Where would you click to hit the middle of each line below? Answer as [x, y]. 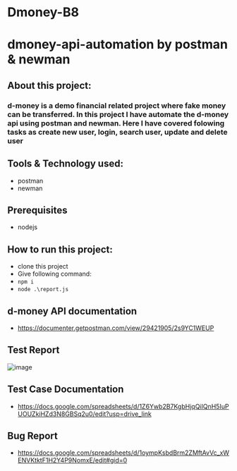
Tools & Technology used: [65, 164]
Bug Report [33, 435]
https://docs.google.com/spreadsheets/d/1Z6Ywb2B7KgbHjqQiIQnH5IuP [123, 406]
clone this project [43, 267]
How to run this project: [60, 249]
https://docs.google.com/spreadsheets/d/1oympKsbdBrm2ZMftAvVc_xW [123, 453]
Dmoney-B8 [43, 12]
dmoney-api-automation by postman [117, 45]
